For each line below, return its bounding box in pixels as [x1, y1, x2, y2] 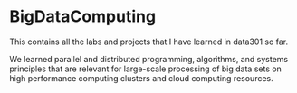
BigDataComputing [9, 6, 157, 27]
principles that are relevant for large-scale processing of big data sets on [9, 63, 283, 74]
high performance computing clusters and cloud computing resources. [9, 72, 273, 83]
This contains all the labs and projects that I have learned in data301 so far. [9, 36, 289, 47]
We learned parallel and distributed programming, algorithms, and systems [9, 53, 289, 64]
